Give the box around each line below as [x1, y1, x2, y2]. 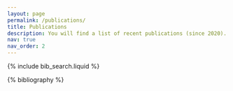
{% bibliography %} [7, 76, 64, 84]
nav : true [7, 36, 36, 43]
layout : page [7, 10, 45, 17]
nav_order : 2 [7, 43, 45, 50]
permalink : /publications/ [7, 17, 86, 24]
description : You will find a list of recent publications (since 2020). [7, 29, 227, 37]
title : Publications [7, 23, 68, 30]
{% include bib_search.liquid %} [7, 62, 100, 70]
